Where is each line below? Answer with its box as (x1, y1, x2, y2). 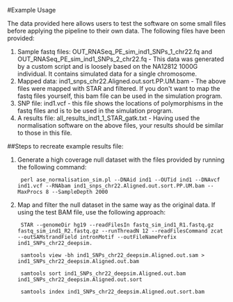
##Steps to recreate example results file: (7, 142, 124, 150)
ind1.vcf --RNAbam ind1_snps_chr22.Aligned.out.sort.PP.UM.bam (17, 183, 205, 190)
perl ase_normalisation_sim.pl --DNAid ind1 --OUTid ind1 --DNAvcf (20, 176, 220, 183)
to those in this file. (17, 128, 72, 137)
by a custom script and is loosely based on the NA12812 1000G (17, 62, 198, 70)
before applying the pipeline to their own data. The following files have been (7, 27, 225, 35)
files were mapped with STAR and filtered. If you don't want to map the (17, 85, 220, 92)
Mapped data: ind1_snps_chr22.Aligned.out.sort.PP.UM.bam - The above (17, 77, 226, 85)
